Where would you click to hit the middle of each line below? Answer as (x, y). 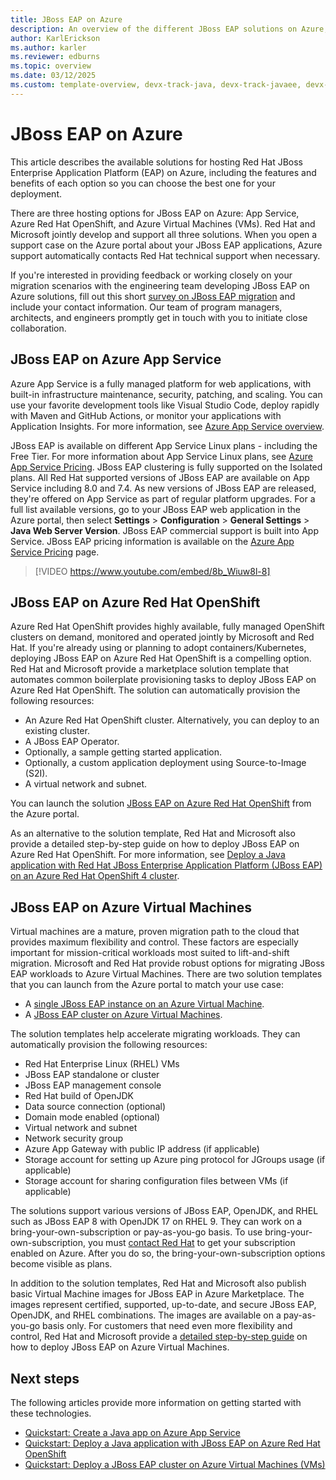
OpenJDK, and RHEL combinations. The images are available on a (146, 1315)
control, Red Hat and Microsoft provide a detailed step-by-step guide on (159, 1337)
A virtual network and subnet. (86, 784)
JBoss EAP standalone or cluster (92, 1075)
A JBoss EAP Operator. (72, 742)
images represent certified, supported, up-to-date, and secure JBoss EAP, (163, 1305)
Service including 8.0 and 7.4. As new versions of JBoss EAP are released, (163, 488)
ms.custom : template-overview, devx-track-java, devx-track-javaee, (156, 85)
